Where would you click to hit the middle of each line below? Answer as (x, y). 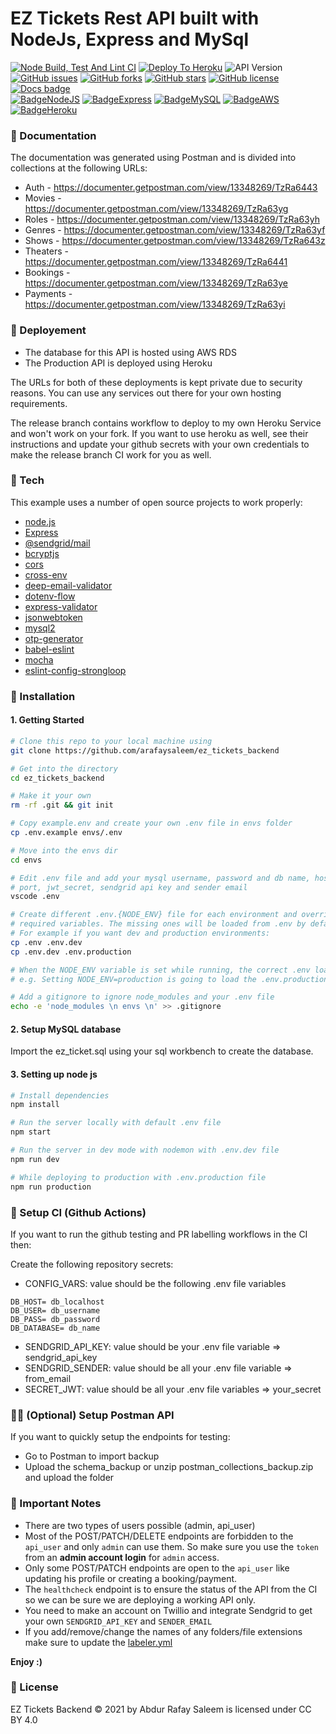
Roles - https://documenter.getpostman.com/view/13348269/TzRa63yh (172, 219)
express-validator (61, 606)
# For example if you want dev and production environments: (140, 933)
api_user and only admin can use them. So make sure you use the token (171, 1546)
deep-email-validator (68, 585)
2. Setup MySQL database (66, 1029)
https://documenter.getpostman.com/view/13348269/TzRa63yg (156, 209)
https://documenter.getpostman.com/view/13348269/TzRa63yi (155, 304)
